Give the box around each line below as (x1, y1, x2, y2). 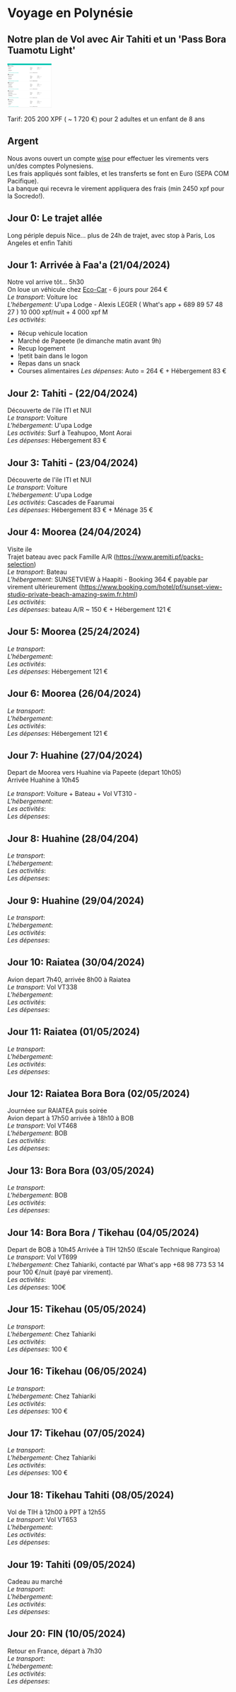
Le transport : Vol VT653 (7, 1516, 78, 1524)
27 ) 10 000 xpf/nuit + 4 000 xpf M (7, 308, 108, 317)
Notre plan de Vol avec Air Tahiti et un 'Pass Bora (7, 33, 227, 45)
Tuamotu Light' (7, 44, 76, 56)
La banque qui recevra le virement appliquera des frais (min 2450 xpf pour (7, 184, 225, 193)
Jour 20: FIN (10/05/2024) (7, 1628, 126, 1640)
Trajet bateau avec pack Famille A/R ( (7, 552, 117, 561)
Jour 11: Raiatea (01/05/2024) (7, 1026, 141, 1038)
